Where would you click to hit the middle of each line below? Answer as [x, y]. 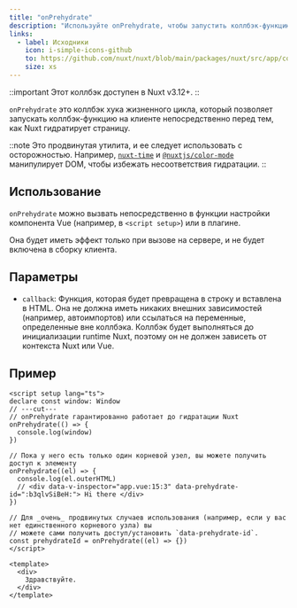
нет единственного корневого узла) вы [80, 526]
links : [21, 34]
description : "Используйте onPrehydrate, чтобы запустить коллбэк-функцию [150, 26]
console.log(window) [55, 433]
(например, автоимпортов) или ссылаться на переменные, [134, 317]
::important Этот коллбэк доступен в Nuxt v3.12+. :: [105, 92]
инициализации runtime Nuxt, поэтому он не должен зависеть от [144, 336]
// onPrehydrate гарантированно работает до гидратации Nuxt [124, 417]
